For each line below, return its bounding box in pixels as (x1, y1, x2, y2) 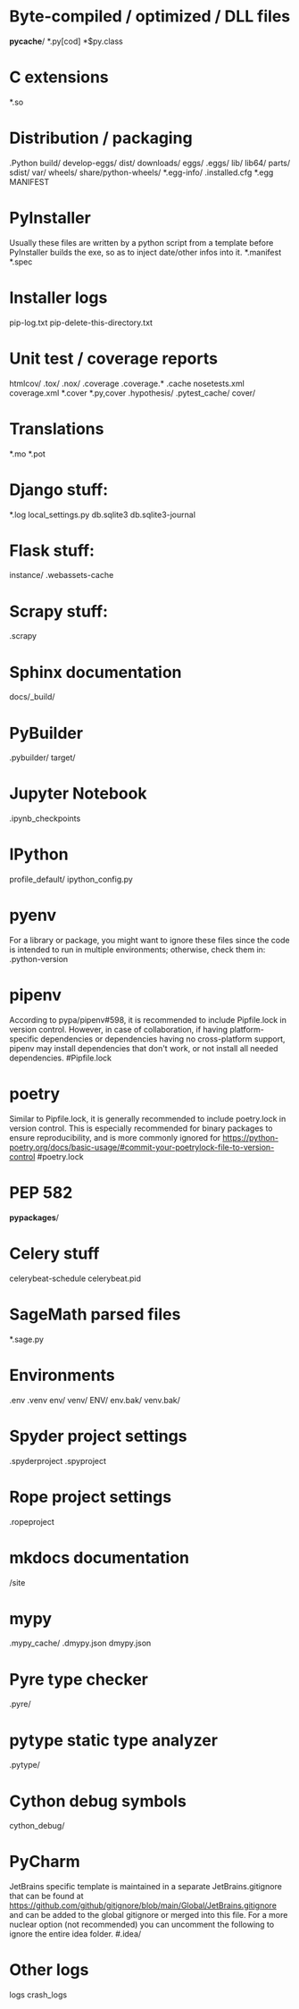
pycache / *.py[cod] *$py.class (9, 36, 123, 46)
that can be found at (9, 1891, 84, 1902)
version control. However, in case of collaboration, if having (9, 1025, 228, 1034)
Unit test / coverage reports (9, 348, 219, 368)
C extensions (9, 67, 109, 88)
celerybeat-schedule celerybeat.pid (9, 1273, 141, 1284)
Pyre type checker (9, 1669, 149, 1689)
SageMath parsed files (9, 1304, 181, 1324)
